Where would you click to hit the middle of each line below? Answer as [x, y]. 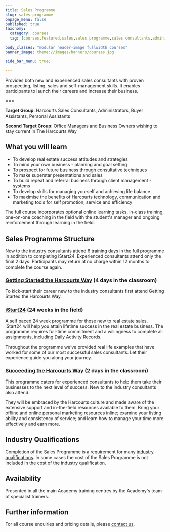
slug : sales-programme [29, 15]
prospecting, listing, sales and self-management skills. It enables [73, 85]
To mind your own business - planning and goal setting [70, 165]
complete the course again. [34, 267]
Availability [23, 479]
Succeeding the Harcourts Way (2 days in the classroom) [77, 370]
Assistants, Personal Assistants [38, 116]
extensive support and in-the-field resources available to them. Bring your [82, 408]
